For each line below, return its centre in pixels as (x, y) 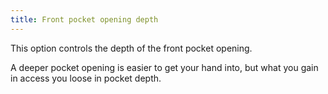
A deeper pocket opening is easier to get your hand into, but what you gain (164, 67)
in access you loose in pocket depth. (86, 78)
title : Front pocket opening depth (84, 19)
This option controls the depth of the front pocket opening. (131, 48)
